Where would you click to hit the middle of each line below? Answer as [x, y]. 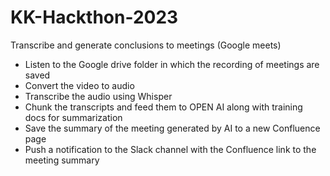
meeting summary [62, 160]
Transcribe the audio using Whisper [98, 96]
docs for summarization [73, 117]
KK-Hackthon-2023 [94, 17]
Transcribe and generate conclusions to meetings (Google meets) [146, 45]
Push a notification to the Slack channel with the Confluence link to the [170, 149]
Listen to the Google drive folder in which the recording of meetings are [172, 64]
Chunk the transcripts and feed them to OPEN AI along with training [163, 107]
